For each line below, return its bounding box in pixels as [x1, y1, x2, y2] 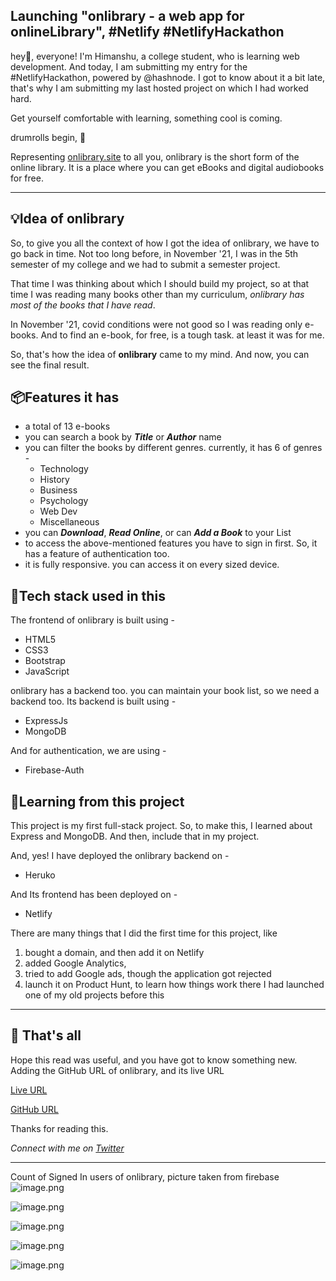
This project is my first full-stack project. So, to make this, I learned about [10, 820, 313, 832]
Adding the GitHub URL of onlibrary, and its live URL [10, 1064, 225, 1076]
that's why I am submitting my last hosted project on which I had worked [10, 82, 309, 94]
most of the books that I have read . [10, 299, 156, 311]
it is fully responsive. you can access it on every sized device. [24, 559, 280, 571]
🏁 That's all [10, 1027, 82, 1044]
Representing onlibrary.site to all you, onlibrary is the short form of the [10, 150, 300, 163]
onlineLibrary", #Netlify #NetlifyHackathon [10, 24, 285, 41]
